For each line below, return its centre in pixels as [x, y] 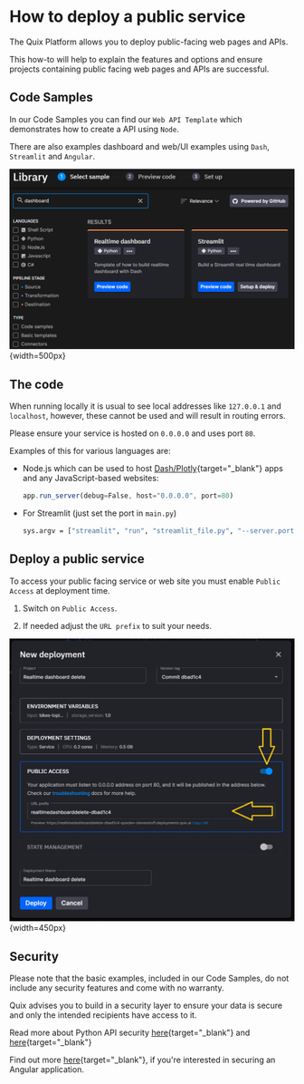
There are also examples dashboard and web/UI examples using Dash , [139, 146]
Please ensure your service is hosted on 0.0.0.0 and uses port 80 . [133, 433]
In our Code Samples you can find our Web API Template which [126, 119]
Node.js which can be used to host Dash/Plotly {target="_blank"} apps [152, 468]
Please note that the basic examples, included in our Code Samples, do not [149, 978]
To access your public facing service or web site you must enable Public [145, 581]
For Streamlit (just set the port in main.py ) [100, 513]
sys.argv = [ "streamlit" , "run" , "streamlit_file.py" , [128, 531]
